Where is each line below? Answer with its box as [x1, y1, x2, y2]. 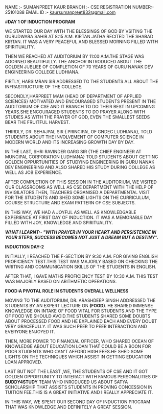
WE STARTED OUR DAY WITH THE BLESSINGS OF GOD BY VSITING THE [5, 28, 153, 34]
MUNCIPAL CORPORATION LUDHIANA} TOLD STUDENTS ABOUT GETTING [5, 154, 158, 160]
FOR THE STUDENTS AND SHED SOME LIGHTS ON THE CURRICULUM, [5, 195, 150, 200]
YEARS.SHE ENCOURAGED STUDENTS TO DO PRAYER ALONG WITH [5, 109, 145, 115]
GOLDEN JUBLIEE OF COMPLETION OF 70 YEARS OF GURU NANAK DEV [5, 64, 153, 70]
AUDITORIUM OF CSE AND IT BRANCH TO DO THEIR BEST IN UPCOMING [5, 104, 155, 109]
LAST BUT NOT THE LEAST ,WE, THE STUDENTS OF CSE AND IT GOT [5, 368, 148, 374]
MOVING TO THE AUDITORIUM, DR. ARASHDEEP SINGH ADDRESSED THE [5, 297, 156, 303]
